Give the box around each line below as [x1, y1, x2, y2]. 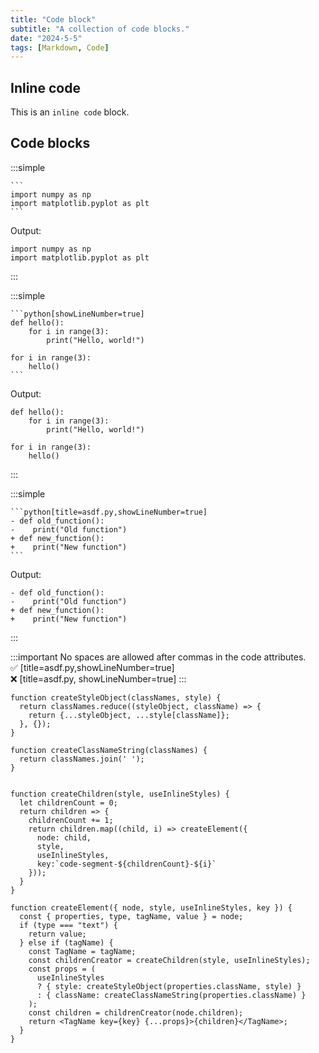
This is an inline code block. [10, 106, 130, 118]
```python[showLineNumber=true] [10, 309, 145, 319]
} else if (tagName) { [19, 937, 114, 948]
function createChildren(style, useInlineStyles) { [10, 789, 230, 799]
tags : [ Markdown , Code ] [10, 42, 110, 53]
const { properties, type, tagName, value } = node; [19, 911, 244, 921]
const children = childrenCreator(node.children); [28, 1007, 244, 1018]
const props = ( [28, 964, 97, 974]
